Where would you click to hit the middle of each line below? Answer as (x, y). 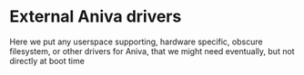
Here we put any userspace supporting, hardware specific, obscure (136, 42)
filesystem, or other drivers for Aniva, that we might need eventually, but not (152, 51)
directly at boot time (47, 61)
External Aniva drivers (96, 17)
